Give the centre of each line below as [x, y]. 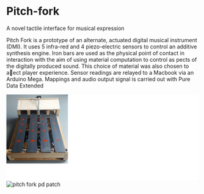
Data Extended [25, 85]
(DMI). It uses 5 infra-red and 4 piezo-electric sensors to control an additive [102, 47]
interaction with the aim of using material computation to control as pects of [102, 59]
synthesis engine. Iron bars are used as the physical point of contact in [96, 53]
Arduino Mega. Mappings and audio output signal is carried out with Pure [98, 79]
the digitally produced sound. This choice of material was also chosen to [98, 66]
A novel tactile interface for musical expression [65, 28]
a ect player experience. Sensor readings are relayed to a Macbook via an [100, 72]
